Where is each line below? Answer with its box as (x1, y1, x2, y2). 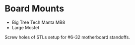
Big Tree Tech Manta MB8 (11, 19, 66, 25)
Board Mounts (4, 3, 65, 14)
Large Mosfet (11, 24, 40, 30)
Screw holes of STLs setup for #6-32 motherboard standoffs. (4, 34, 130, 40)
